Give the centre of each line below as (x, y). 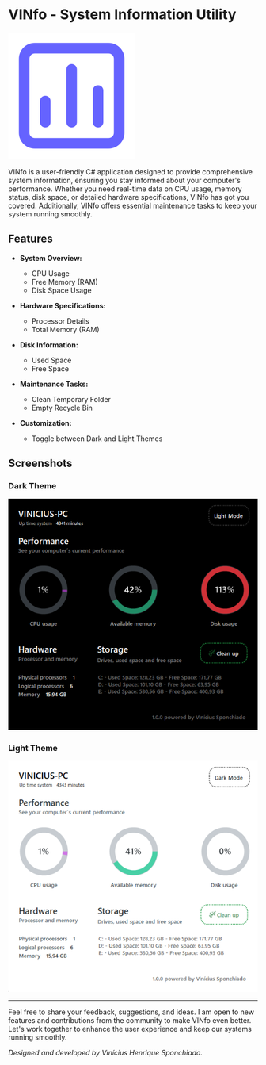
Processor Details (60, 321)
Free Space (50, 368)
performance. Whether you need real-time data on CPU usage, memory (125, 189)
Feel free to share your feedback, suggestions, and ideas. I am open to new (131, 1012)
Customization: (46, 423)
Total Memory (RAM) (66, 329)
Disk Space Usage (62, 290)
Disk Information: (49, 345)
